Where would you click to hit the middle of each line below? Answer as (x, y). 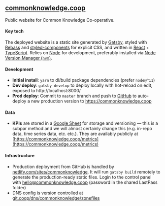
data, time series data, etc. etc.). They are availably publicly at (75, 134)
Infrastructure (20, 156)
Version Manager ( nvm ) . (29, 58)
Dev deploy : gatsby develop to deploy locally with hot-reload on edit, (82, 85)
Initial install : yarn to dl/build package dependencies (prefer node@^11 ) (83, 80)
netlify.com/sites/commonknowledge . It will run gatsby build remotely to (86, 172)
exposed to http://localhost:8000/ (47, 91)
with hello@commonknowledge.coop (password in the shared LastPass (85, 182)
